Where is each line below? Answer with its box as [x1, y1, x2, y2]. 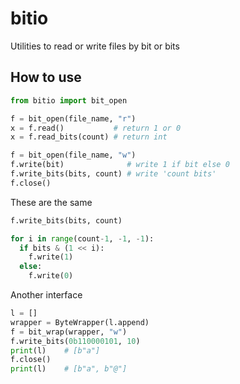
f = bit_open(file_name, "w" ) [10, 150, 137, 161]
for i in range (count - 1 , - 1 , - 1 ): [10, 233, 155, 244]
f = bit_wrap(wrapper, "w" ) [10, 327, 128, 337]
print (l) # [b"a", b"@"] [10, 364, 128, 374]
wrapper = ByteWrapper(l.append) [10, 317, 150, 327]
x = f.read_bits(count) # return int [10, 132, 168, 142]
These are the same [10, 196, 93, 208]
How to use [10, 69, 82, 86]
